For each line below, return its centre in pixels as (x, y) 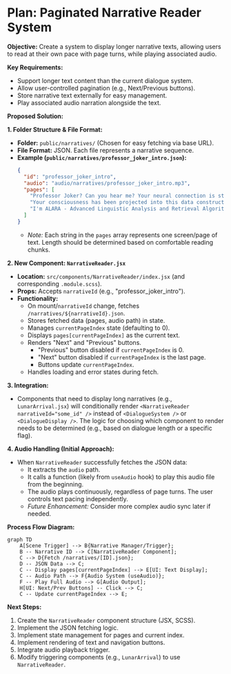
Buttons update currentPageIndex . (86, 364)
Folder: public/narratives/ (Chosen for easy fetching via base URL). (115, 142)
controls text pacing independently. (78, 498)
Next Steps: (24, 607)
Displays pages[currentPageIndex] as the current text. (104, 335)
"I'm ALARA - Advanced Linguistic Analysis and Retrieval (115, 209)
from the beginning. (56, 484)
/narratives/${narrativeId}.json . (76, 313)
